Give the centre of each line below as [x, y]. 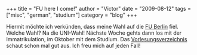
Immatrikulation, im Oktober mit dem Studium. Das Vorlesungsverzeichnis [97, 39]
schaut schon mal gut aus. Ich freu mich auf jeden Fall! [73, 45]
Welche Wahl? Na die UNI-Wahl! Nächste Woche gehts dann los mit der [94, 33]
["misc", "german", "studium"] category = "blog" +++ [72, 15]
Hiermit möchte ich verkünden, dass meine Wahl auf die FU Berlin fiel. [92, 27]
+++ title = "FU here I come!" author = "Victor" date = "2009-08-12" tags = [98, 9]
